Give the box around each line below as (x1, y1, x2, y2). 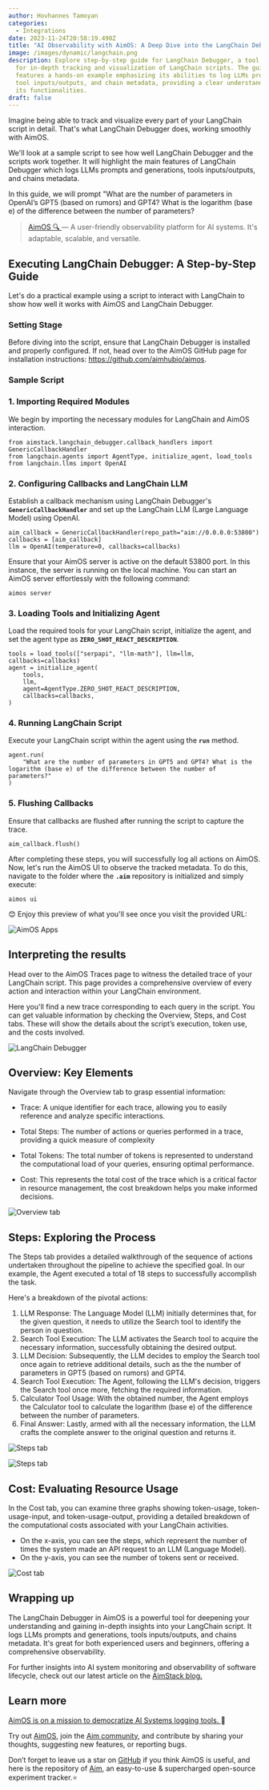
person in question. (19, 1325, 84, 1335)
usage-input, (8, 1512, 50, 1522)
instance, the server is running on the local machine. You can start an (8, 565, 238, 574)
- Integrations (15, 26, 66, 34)
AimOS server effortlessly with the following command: (8, 574, 191, 583)
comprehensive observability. (8, 1647, 106, 1656)
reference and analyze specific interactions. (19, 1111, 166, 1121)
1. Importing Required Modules (8, 396, 130, 407)
